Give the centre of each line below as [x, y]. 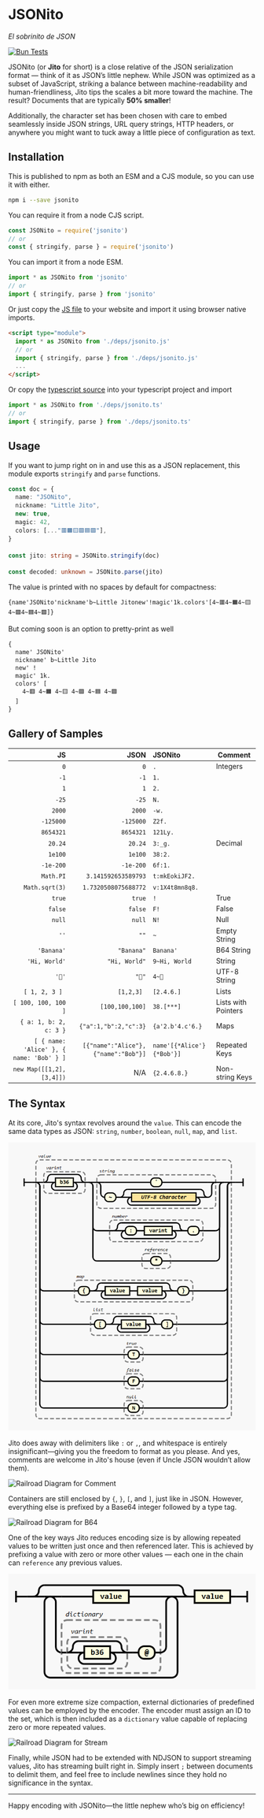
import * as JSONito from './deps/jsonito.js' [93, 341]
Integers [229, 766]
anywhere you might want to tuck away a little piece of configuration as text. [132, 132]
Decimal [229, 843]
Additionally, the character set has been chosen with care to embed [118, 115]
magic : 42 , [33, 522]
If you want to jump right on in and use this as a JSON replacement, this [125, 465]
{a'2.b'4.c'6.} [178, 1026]
